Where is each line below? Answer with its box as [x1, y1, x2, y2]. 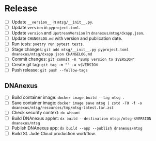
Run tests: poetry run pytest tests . [11, 41, 84, 47]
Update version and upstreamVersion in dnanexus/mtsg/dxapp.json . [11, 30, 145, 36]
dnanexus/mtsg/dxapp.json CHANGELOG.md [11, 52, 93, 57]
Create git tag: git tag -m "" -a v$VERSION [11, 62, 98, 68]
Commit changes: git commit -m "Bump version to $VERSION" [11, 56, 135, 62]
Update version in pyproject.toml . [11, 25, 80, 30]
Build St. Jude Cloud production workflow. [11, 130, 96, 136]
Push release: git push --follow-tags [11, 67, 88, 73]
